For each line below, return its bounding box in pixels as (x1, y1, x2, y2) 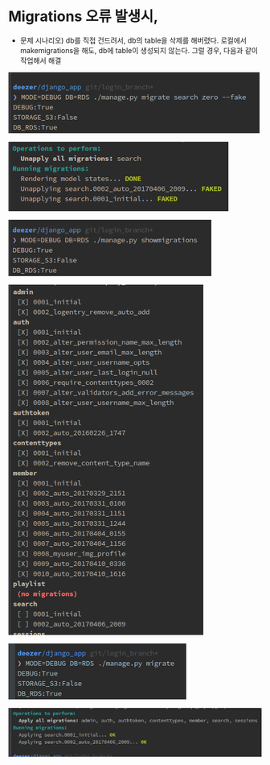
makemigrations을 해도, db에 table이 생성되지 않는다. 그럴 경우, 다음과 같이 (19, 45, 259, 55)
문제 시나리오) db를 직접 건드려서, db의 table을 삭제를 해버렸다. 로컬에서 (19, 35, 247, 45)
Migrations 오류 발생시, (8, 7, 159, 26)
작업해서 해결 (19, 56, 62, 65)
